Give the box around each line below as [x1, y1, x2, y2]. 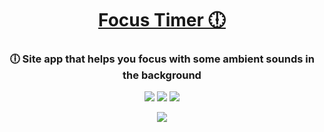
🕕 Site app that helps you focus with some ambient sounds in [9, 52, 315, 66]
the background [122, 68, 202, 82]
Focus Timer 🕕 [98, 9, 226, 32]
